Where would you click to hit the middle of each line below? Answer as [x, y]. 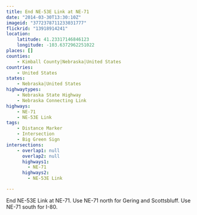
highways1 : [36, 162]
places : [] [20, 51]
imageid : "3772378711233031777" [46, 23]
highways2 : [36, 173]
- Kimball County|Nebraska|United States [69, 62]
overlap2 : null [41, 156]
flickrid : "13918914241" [37, 28]
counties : [19, 56]
